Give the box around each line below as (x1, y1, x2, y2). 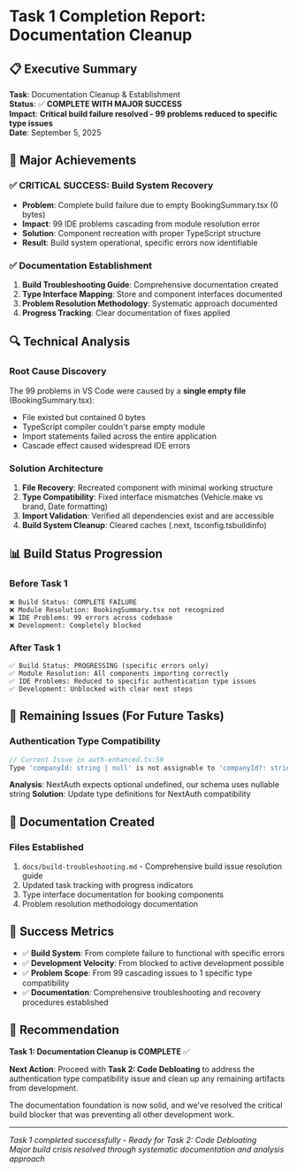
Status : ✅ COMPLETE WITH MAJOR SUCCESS (9, 99, 183, 109)
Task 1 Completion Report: (9, 6, 206, 27)
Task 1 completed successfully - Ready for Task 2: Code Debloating (9, 1134, 257, 1145)
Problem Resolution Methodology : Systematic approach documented (21, 298, 278, 309)
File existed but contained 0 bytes (21, 411, 146, 422)
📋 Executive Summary (9, 61, 138, 76)
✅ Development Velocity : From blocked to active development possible (21, 957, 285, 968)
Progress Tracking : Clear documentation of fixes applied (21, 307, 231, 318)
